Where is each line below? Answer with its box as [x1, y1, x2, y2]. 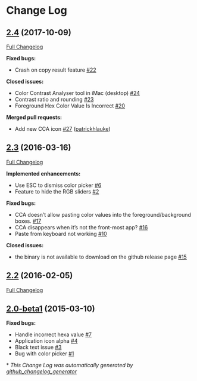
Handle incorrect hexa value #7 [14, 331, 92, 338]
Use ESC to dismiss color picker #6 [14, 182, 102, 189]
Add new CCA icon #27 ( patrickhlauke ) [14, 125, 111, 132]
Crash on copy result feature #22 [14, 66, 96, 73]
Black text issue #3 [14, 344, 62, 351]
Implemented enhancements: [6, 170, 81, 177]
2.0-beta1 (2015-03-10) [6, 304, 95, 314]
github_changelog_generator [6, 368, 77, 375]
